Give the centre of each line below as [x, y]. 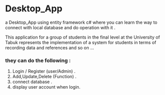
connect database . [32, 82]
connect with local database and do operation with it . [60, 27]
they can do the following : [38, 60]
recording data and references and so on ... [50, 47]
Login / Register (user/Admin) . [44, 71]
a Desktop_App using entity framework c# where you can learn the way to [81, 22]
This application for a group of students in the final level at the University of [83, 37]
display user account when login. [46, 87]
